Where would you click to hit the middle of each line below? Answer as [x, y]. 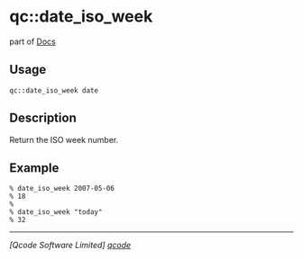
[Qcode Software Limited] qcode [70, 246]
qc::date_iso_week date [54, 90]
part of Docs [32, 41]
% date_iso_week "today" [56, 212]
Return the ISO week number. [64, 139]
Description [43, 118]
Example [34, 168]
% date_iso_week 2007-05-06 [62, 189]
